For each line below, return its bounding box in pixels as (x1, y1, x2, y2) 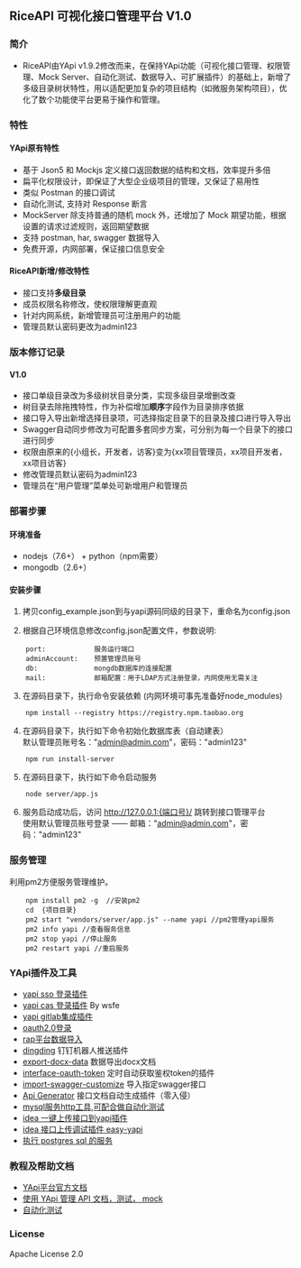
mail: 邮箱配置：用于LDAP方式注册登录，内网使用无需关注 (25, 674, 259, 683)
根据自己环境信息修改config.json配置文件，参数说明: (22, 625, 217, 636)
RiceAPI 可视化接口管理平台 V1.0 (9, 8, 192, 24)
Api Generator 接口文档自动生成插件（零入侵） (22, 1090, 196, 1101)
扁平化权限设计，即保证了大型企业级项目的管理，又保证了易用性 (22, 175, 260, 187)
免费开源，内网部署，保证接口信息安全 (22, 243, 165, 254)
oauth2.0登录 (22, 1023, 72, 1034)
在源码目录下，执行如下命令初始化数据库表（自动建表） (22, 725, 228, 737)
